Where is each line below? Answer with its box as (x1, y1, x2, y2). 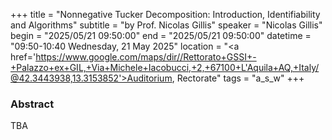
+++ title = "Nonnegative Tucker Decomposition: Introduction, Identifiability (10, 9, 321, 20)
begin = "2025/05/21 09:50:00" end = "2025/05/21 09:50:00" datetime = (10, 30, 312, 41)
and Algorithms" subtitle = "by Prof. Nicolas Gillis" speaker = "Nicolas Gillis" (10, 19, 323, 31)
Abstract (10, 97, 55, 111)
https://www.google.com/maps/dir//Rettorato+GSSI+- (35, 51, 257, 63)
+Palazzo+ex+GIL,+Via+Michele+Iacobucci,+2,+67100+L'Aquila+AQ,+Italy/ (10, 62, 320, 73)
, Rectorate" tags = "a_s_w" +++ (171, 72, 305, 84)
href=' (10, 51, 37, 63)
